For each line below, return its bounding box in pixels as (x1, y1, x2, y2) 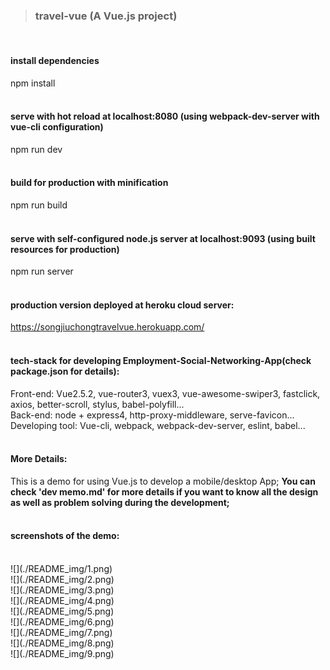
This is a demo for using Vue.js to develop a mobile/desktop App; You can (10, 475, 316, 487)
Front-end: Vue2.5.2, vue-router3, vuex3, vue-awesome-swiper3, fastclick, (10, 387, 321, 399)
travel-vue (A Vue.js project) (34, 9, 178, 23)
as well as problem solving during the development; (10, 496, 230, 508)
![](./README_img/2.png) (10, 573, 115, 585)
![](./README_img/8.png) (10, 637, 115, 649)
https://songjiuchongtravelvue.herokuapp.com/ (10, 321, 205, 333)
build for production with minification (10, 177, 169, 189)
